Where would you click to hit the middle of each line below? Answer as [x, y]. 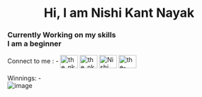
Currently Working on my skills [62, 35]
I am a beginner [34, 44]
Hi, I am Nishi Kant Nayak [119, 13]
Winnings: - [24, 78]
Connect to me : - [33, 61]
